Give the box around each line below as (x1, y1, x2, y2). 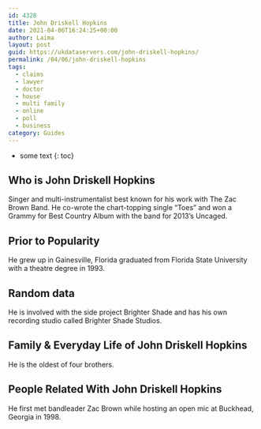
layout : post (8, 41, 51, 49)
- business (15, 122, 51, 130)
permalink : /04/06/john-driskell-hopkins (8, 56, 147, 64)
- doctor (15, 85, 44, 93)
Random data (8, 286, 75, 300)
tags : (8, 63, 26, 71)
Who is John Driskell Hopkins (8, 174, 155, 187)
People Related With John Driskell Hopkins (8, 382, 222, 396)
